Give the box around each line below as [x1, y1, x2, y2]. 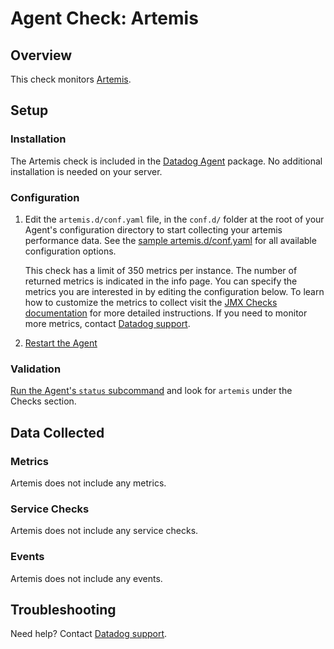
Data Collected [10, 424, 105, 441]
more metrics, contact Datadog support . [24, 317, 191, 329]
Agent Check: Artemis [10, 7, 199, 30]
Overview [10, 47, 73, 64]
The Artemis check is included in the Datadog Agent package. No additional [10, 155, 323, 167]
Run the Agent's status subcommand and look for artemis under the [10, 385, 293, 397]
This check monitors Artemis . [10, 73, 132, 85]
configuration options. [24, 245, 117, 257]
